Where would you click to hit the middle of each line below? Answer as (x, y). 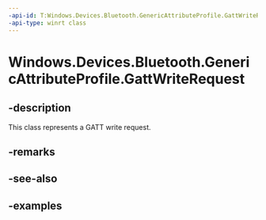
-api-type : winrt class (47, 23)
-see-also (33, 179)
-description (40, 108)
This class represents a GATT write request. (80, 127)
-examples (35, 205)
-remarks (32, 152)
